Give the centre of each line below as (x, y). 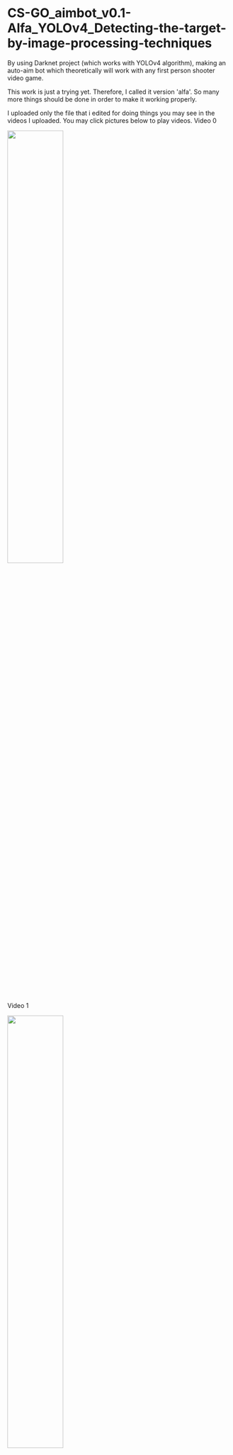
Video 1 (18, 1005)
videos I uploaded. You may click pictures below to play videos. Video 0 (112, 120)
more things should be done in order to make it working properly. (102, 99)
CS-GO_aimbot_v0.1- (69, 13)
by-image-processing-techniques (110, 43)
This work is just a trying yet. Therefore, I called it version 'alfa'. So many (113, 92)
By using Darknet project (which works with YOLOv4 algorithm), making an (117, 62)
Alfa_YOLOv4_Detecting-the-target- (117, 28)
